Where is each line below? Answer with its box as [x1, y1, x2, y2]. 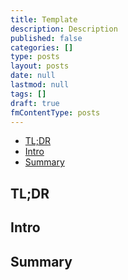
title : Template [10, 14, 78, 25]
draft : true [10, 98, 60, 108]
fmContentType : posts [10, 107, 101, 118]
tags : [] [10, 89, 47, 99]
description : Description [10, 24, 118, 34]
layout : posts [10, 61, 70, 71]
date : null [10, 71, 56, 81]
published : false [10, 33, 83, 43]
